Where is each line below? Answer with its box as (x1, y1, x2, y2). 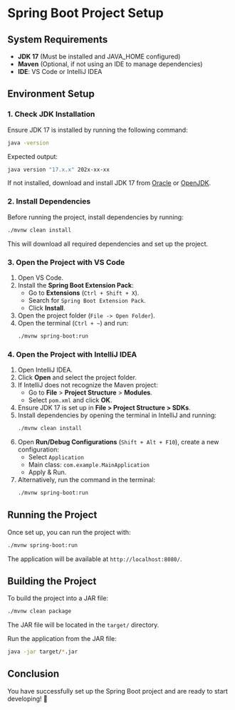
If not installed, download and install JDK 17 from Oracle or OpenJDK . (7, 179, 211, 187)
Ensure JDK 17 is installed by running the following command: (7, 125, 188, 134)
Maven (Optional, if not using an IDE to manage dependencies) (17, 60, 203, 68)
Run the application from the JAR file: (7, 635, 117, 643)
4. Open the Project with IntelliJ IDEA (7, 349, 137, 359)
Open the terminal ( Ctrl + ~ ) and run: (17, 318, 129, 327)
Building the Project (7, 575, 97, 587)
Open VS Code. (17, 273, 64, 282)
